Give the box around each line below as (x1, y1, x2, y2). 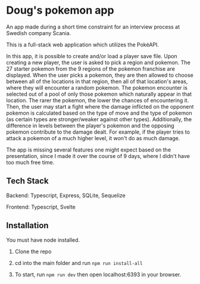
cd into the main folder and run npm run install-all (14, 259, 143, 266)
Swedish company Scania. (6, 29, 71, 36)
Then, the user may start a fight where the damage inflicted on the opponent (6, 103, 194, 110)
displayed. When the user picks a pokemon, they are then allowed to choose (6, 71, 193, 78)
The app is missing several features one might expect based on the (6, 146, 171, 153)
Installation (6, 220, 49, 231)
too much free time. (6, 159, 55, 166)
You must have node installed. (6, 236, 80, 244)
